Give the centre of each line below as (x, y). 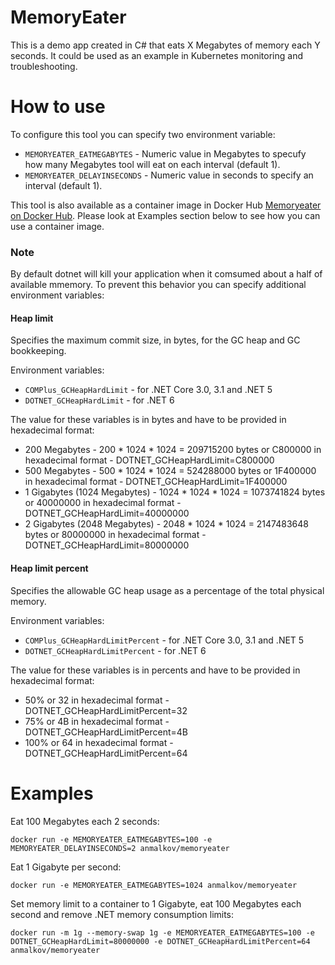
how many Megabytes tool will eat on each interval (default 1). (152, 164)
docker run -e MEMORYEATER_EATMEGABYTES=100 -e (111, 839)
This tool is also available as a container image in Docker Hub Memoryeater (166, 205)
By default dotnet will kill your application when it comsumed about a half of (166, 274)
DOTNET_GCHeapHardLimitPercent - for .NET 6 (115, 650)
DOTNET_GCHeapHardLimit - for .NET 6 (99, 400)
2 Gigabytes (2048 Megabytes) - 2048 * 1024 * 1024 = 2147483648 (166, 524)
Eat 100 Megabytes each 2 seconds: (85, 821)
